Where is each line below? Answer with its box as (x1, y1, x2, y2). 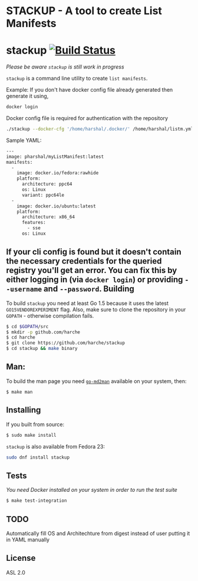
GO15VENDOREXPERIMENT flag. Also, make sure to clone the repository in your (6, 306, 186, 313)
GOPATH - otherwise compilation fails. (6, 312, 94, 319)
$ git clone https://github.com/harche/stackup (6, 340, 126, 346)
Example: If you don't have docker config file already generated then (6, 86, 173, 93)
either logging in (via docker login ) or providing (6, 275, 183, 285)
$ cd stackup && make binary (6, 346, 78, 352)
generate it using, (6, 93, 49, 100)
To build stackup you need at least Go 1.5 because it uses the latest (6, 300, 169, 307)
